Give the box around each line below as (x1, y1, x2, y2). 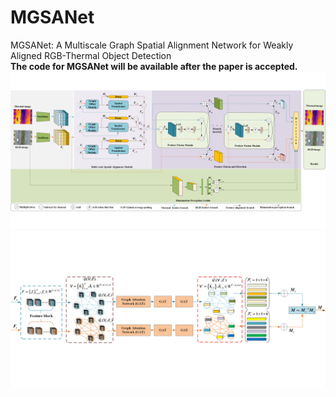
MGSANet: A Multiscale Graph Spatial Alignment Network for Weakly (10, 39, 294, 51)
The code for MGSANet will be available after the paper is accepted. (10, 60, 298, 72)
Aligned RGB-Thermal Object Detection (10, 49, 172, 61)
